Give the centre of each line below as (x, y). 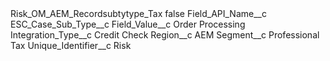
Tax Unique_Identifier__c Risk (71, 45)
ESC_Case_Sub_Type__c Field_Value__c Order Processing (128, 24)
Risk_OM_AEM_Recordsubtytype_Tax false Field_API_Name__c (138, 13)
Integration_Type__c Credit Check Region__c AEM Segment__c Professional (165, 35)
